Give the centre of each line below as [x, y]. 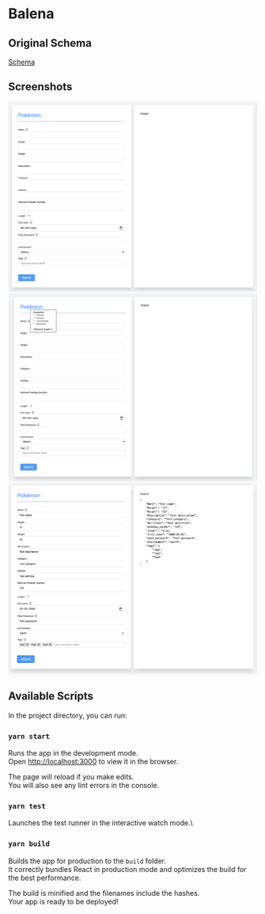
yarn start [29, 736]
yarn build [29, 844]
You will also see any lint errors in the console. [84, 786]
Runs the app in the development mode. [73, 753]
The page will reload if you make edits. [71, 777]
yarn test [27, 806]
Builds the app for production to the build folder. [87, 861]
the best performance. [45, 878]
